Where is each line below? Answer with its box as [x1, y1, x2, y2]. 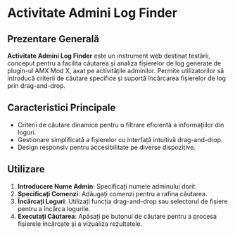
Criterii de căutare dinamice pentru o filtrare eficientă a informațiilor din [17, 120, 224, 129]
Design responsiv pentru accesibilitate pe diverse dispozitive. [17, 143, 196, 151]
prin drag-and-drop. [7, 82, 66, 89]
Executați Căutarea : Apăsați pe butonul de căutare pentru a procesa [17, 212, 217, 220]
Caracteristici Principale [7, 102, 116, 114]
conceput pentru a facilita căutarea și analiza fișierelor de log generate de [7, 59, 222, 68]
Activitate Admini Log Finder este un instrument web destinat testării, [7, 51, 211, 60]
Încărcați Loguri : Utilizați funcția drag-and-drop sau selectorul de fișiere [17, 197, 228, 205]
